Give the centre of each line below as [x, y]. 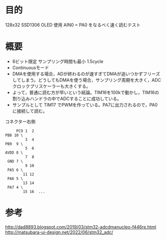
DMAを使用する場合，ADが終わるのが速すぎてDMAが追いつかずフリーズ [86, 74]
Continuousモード [31, 67]
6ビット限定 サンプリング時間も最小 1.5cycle [58, 61]
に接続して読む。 [30, 111]
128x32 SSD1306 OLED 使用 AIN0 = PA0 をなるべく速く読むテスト [73, 25]
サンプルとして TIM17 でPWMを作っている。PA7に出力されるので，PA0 [85, 105]
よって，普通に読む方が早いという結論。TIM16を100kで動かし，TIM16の [86, 92]
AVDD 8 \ [14, 152]
